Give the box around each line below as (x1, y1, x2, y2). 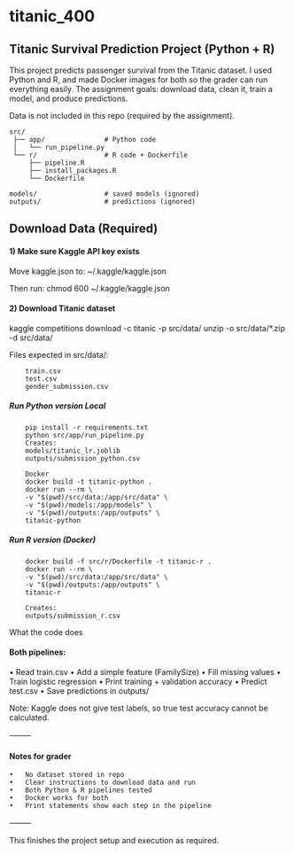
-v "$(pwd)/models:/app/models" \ (25, 501, 152, 509)
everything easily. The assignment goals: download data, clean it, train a (9, 84, 273, 94)
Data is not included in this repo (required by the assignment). (9, 111, 235, 120)
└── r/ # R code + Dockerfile (12, 151, 189, 159)
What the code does (9, 626, 83, 637)
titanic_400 (9, 6, 96, 27)
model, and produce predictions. (9, 93, 128, 104)
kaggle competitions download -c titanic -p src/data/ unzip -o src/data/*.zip (9, 322, 286, 333)
